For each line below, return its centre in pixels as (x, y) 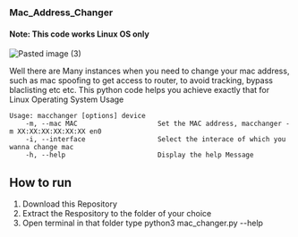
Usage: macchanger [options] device (77, 116)
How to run (41, 182)
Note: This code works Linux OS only (79, 34)
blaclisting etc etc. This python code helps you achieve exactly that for (140, 90)
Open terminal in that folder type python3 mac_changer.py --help (143, 223)
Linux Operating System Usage (67, 99)
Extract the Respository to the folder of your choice (117, 213)
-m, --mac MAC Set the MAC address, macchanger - (158, 124)
